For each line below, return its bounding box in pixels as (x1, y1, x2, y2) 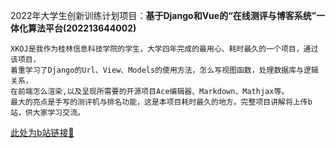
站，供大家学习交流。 (10, 108, 85, 118)
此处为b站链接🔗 (10, 127, 75, 138)
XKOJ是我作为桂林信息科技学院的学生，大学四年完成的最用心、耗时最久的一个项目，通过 (10, 44, 319, 54)
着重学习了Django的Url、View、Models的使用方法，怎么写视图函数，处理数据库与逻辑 (10, 65, 319, 75)
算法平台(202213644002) (27, 22, 137, 34)
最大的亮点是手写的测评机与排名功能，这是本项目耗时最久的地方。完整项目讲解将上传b (10, 97, 313, 107)
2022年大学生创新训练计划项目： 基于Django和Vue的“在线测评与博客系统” (10, 10, 317, 21)
